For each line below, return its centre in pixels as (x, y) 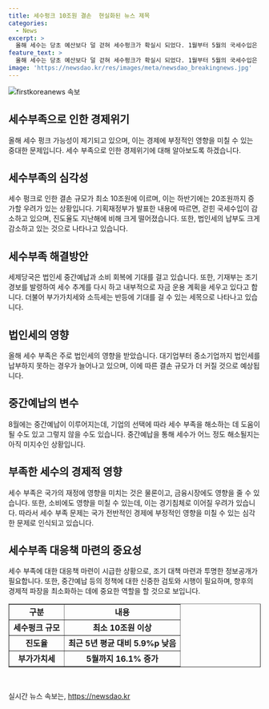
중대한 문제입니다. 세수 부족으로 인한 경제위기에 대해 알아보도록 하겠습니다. (125, 150)
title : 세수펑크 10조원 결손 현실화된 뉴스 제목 (79, 16)
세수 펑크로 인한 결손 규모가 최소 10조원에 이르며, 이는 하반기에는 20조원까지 (127, 199)
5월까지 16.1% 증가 (122, 659)
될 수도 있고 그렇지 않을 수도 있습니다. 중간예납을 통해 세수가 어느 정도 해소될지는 (134, 434)
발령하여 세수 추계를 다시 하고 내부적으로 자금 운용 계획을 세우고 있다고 (139, 287)
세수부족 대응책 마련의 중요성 (75, 551)
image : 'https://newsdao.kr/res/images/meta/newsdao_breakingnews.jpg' (130, 68)
